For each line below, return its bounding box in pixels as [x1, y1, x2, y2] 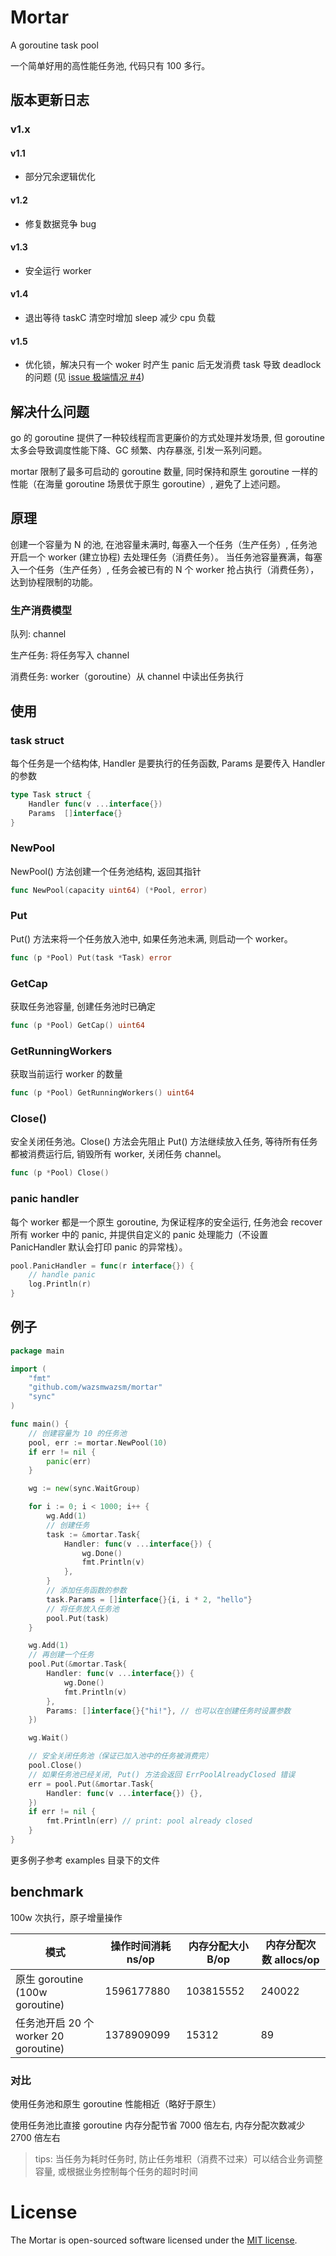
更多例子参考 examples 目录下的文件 [10, 1854, 161, 1866]
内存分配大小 [188, 1939, 249, 1953]
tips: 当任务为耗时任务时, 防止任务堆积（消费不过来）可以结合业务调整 [34, 2153, 323, 2165]
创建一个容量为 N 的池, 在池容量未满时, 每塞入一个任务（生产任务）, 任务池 [10, 538, 318, 550]
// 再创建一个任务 [28, 1650, 95, 1660]
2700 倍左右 [10, 2132, 61, 2144]
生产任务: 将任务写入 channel [10, 649, 130, 661]
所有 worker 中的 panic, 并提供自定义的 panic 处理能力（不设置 [10, 1228, 269, 1240]
